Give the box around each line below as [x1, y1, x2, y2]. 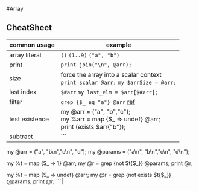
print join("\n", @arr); [60, 61, 132, 68]
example [106, 40, 131, 49]
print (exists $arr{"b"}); [60, 122, 126, 131]
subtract [9, 132, 33, 141]
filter [9, 97, 23, 106]
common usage [9, 40, 55, 49]
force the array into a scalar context [60, 70, 162, 79]
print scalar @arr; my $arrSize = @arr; [60, 79, 177, 86]
